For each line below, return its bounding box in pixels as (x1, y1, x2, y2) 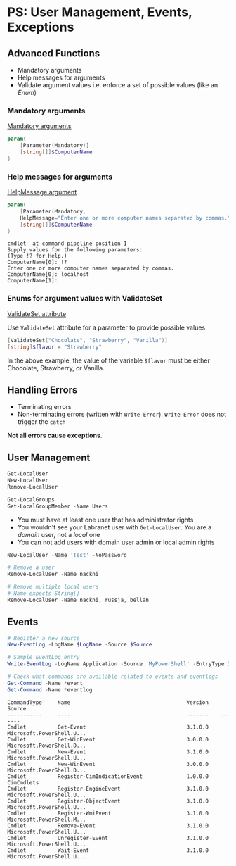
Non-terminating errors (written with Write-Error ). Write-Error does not (17, 410, 227, 419)
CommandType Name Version (7, 698, 209, 706)
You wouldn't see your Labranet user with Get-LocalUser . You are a (17, 522, 212, 532)
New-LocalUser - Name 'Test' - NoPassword (7, 551, 128, 558)
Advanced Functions (7, 47, 100, 59)
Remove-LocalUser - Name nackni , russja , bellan (7, 596, 150, 603)
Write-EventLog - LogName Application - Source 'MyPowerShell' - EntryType (7, 660, 225, 667)
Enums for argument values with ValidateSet (7, 294, 163, 303)
